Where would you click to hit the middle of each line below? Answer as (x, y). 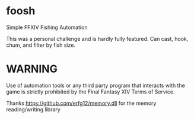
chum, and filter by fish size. (41, 45)
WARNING (32, 69)
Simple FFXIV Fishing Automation (47, 27)
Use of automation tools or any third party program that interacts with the (96, 85)
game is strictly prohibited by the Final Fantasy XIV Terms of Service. (90, 91)
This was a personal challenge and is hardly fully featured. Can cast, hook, (97, 38)
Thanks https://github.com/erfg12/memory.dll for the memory (81, 103)
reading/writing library (33, 109)
